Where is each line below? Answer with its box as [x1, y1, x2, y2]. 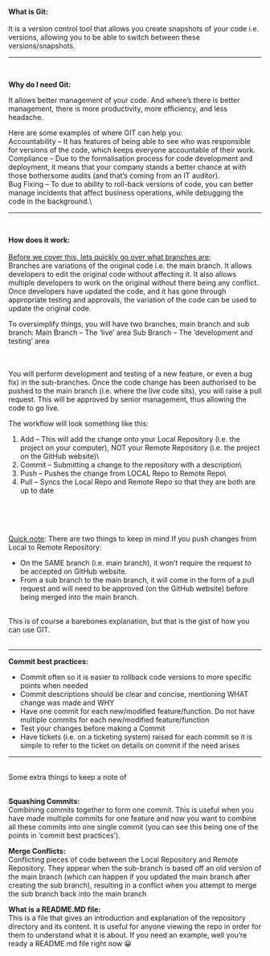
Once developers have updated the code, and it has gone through [8, 286, 227, 296]
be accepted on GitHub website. [19, 567, 127, 576]
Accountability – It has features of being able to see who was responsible [8, 137, 251, 146]
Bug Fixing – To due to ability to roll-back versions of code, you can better [8, 179, 254, 188]
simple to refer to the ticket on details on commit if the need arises [19, 740, 240, 750]
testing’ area [8, 336, 50, 345]
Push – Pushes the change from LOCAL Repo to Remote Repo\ [19, 468, 227, 478]
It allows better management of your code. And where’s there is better [8, 96, 240, 105]
